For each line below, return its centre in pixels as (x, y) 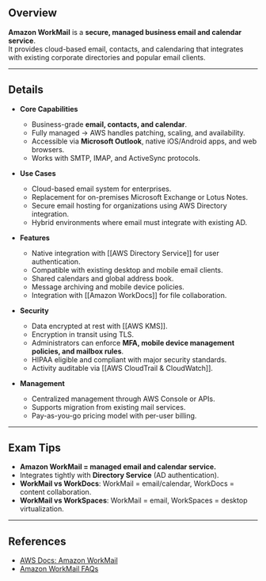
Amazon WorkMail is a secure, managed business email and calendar (125, 32)
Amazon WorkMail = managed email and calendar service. (118, 467)
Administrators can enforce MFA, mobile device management (133, 342)
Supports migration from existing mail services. (108, 407)
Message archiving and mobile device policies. (108, 287)
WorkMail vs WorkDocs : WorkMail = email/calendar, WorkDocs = (127, 484)
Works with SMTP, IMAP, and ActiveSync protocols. (116, 158)
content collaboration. (55, 492)
